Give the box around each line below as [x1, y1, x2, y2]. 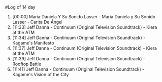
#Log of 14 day [5, 4, 35, 10]
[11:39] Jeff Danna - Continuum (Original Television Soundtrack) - [12, 56, 145, 61]
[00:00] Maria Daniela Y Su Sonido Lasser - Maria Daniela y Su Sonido [12, 14, 156, 19]
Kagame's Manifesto [12, 40, 54, 46]
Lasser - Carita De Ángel [12, 19, 63, 25]
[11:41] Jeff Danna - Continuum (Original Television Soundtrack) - [12, 66, 144, 72]
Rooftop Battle [12, 61, 42, 67]
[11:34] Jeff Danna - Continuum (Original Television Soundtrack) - [12, 35, 146, 41]
